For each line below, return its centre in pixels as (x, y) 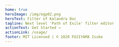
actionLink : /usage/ (27, 32)
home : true (16, 10)
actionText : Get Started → (33, 28)
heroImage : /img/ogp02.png (33, 14)
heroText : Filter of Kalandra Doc (41, 19)
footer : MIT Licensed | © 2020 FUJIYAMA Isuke (54, 37)
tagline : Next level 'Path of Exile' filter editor (59, 23)
